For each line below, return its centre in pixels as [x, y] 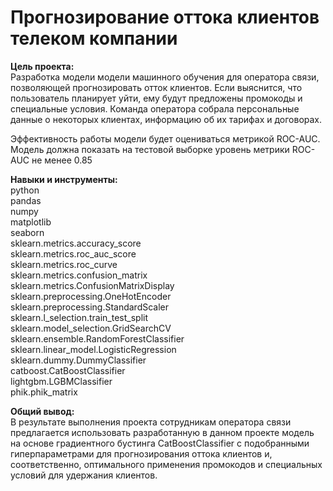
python [25, 190]
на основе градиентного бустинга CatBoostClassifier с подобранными [160, 443]
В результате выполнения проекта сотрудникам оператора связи [151, 422]
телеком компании [94, 38]
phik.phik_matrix [44, 392]
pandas [26, 200]
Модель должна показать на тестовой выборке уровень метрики [150, 149]
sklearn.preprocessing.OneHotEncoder [91, 296]
